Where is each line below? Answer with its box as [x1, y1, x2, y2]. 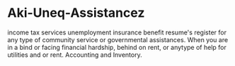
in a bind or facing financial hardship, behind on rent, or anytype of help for [7, 43, 227, 51]
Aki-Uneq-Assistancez [7, 5, 145, 21]
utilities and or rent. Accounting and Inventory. [7, 51, 143, 59]
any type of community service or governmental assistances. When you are [7, 35, 229, 44]
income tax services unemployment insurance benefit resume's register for [7, 28, 227, 37]
